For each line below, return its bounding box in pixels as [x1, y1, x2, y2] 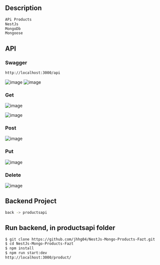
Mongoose [5, 31, 23, 36]
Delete [5, 171, 21, 178]
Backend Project [5, 197, 57, 205]
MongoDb [5, 26, 21, 31]
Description [5, 4, 42, 12]
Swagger [5, 59, 28, 66]
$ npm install [5, 246, 34, 251]
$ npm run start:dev [5, 251, 48, 256]
